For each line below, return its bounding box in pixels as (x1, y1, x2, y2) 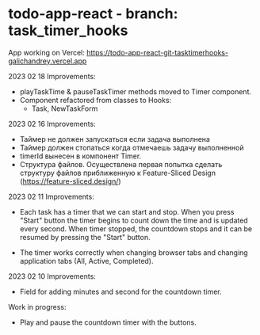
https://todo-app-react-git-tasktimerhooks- (86, 48, 228, 57)
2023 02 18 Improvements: (8, 71, 97, 81)
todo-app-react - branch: (8, 5, 178, 23)
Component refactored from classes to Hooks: (19, 95, 172, 105)
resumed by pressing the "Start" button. (19, 232, 151, 242)
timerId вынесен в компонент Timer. (19, 151, 142, 161)
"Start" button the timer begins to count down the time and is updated (19, 215, 248, 225)
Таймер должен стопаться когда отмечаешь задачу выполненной (19, 143, 244, 152)
